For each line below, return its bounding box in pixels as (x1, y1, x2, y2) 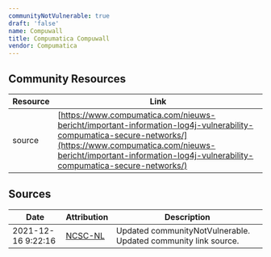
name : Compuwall (8, 27, 63, 35)
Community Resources (8, 72, 127, 86)
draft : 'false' (8, 19, 60, 27)
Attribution (65, 211, 109, 222)
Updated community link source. (115, 235, 240, 246)
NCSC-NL (65, 230, 105, 241)
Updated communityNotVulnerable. (115, 225, 251, 236)
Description (164, 211, 211, 222)
